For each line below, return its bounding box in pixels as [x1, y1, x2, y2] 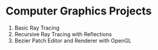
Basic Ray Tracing [14, 24, 60, 31]
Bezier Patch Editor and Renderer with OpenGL [14, 37, 132, 44]
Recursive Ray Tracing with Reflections [14, 30, 113, 37]
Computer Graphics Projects [5, 4, 152, 18]
